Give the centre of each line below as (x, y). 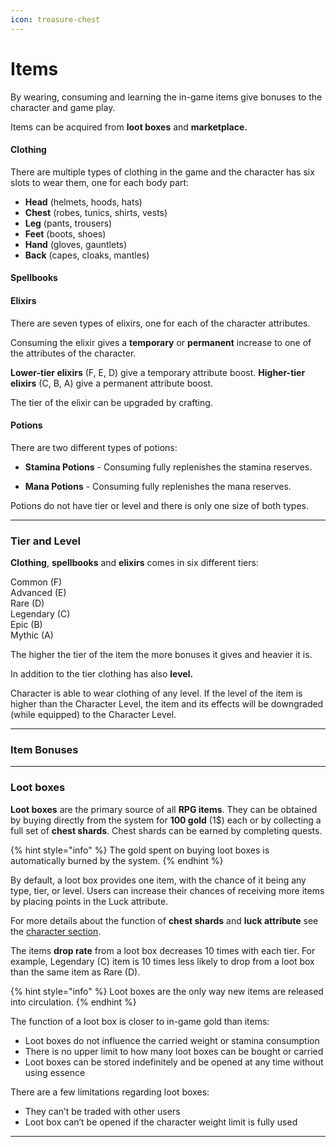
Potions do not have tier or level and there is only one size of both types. (160, 505)
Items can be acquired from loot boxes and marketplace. (129, 127)
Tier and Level (45, 541)
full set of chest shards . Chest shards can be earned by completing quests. (166, 830)
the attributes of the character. (73, 353)
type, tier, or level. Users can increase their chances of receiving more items (167, 890)
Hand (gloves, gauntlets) (76, 244)
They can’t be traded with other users (102, 1111)
